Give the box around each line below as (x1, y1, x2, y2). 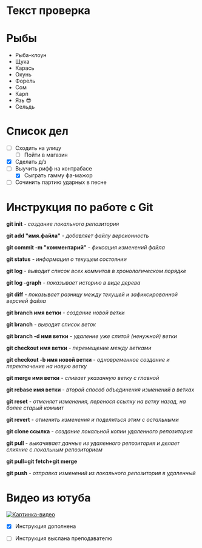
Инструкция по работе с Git (6, 200, 153, 214)
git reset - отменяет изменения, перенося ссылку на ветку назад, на (6, 398, 186, 405)
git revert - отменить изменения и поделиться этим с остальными (6, 416, 179, 424)
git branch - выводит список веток (6, 321, 96, 328)
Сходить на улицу (15, 144, 62, 152)
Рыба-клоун (15, 52, 47, 59)
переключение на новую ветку (6, 362, 87, 370)
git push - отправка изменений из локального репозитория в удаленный (6, 470, 196, 477)
